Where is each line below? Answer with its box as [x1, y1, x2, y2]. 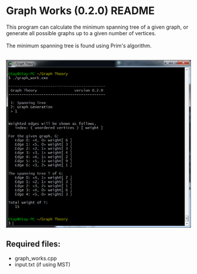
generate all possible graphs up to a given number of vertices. [6, 29, 157, 36]
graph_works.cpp [14, 255, 57, 262]
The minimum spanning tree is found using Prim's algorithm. [6, 42, 152, 49]
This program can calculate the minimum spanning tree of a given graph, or [6, 23, 189, 30]
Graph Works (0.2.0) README [6, 4, 155, 18]
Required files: [6, 239, 61, 249]
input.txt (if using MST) [14, 261, 71, 268]
